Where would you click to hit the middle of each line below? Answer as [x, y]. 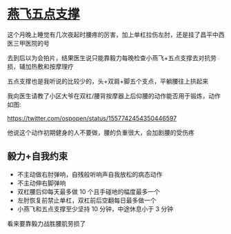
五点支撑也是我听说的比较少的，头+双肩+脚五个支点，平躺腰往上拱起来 [108, 81]
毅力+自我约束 [38, 156]
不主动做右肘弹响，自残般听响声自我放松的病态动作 [90, 174]
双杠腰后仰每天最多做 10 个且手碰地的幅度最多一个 [89, 191]
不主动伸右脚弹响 [41, 183]
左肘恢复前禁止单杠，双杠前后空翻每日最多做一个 [87, 200]
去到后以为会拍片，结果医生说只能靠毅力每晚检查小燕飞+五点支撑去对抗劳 [112, 58]
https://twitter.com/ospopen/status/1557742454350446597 [92, 118]
